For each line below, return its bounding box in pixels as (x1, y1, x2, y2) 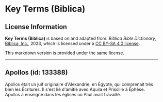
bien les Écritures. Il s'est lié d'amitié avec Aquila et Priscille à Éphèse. (5, 86, 145, 92)
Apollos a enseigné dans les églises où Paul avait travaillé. (5, 91, 121, 97)
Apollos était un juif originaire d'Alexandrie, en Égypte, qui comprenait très (5, 81, 154, 87)
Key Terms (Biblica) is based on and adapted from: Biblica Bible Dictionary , (5, 35, 157, 41)
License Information (5, 23, 67, 31)
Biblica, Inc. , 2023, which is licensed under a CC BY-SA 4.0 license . (5, 41, 140, 46)
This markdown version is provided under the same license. (5, 50, 125, 56)
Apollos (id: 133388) (5, 69, 68, 77)
